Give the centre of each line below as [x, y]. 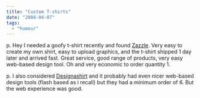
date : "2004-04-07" [31, 17]
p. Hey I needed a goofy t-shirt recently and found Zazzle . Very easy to [94, 45]
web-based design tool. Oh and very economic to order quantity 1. [88, 65]
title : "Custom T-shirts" [38, 12]
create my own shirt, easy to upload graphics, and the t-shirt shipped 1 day [99, 52]
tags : [13, 23]
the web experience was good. [44, 89]
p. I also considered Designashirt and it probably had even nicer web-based [100, 76]
